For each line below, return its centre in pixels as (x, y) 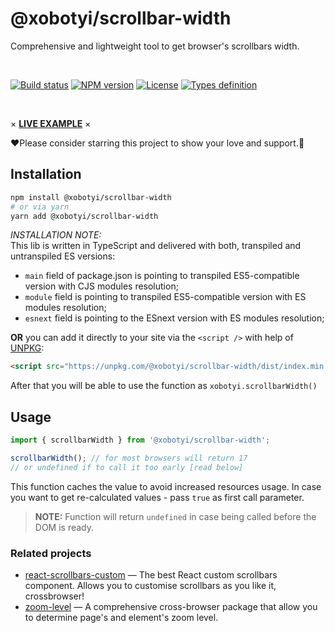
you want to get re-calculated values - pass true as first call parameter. (157, 497)
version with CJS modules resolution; (101, 286)
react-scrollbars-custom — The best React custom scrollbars (151, 574)
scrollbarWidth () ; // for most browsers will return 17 (129, 458)
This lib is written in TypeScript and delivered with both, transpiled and (156, 246)
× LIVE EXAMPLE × (51, 123)
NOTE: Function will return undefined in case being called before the (175, 516)
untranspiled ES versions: (63, 256)
